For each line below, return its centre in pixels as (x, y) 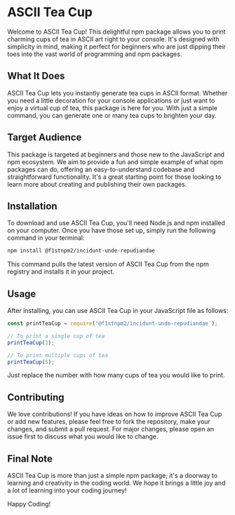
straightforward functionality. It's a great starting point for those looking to (114, 177)
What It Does (36, 76)
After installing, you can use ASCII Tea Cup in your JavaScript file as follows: (118, 311)
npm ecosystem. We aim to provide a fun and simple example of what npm (115, 161)
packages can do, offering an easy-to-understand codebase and (101, 169)
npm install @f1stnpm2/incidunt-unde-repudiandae (81, 251)
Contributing (36, 397)
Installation (32, 206)
